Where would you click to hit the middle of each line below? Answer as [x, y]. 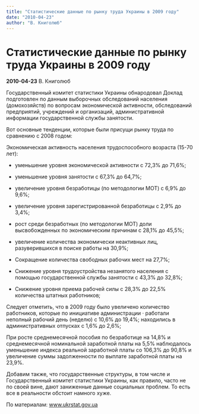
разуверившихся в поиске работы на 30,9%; [72, 248]
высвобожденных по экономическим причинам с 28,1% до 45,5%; [99, 230]
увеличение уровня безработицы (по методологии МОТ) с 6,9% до [100, 189]
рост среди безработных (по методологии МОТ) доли [83, 224]
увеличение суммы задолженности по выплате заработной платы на [94, 356]
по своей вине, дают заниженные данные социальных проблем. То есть [98, 387]
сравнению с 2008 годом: [39, 136]
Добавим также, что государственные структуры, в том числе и [88, 374]
